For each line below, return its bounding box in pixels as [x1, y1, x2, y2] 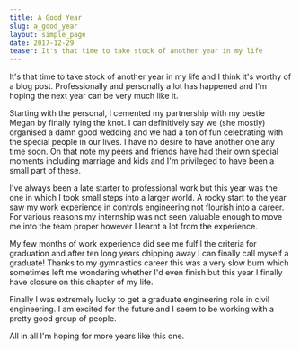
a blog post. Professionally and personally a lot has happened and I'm [9, 81, 268, 92]
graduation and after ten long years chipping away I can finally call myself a [9, 248, 289, 259]
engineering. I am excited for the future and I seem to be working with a [9, 303, 275, 315]
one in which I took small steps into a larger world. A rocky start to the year [9, 193, 287, 203]
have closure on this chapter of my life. [9, 276, 154, 288]
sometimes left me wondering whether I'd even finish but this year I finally [9, 267, 283, 278]
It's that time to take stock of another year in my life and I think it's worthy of [9, 71, 292, 82]
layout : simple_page [9, 30, 87, 39]
